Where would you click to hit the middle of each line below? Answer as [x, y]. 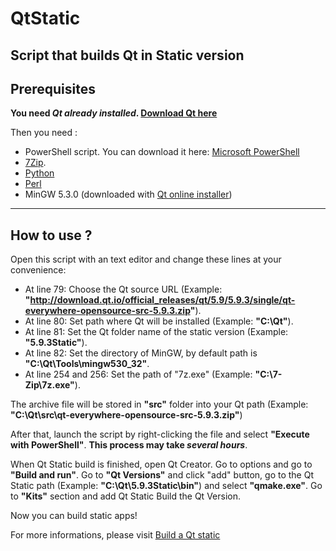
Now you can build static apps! [74, 516]
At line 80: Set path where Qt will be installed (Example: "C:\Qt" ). [159, 321]
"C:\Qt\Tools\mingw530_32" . [87, 364]
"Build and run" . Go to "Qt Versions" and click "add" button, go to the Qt [162, 475]
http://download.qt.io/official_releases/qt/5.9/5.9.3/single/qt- [162, 300]
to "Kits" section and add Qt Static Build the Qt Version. [125, 496]
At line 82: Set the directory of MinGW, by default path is [141, 353]
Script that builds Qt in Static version [127, 55]
